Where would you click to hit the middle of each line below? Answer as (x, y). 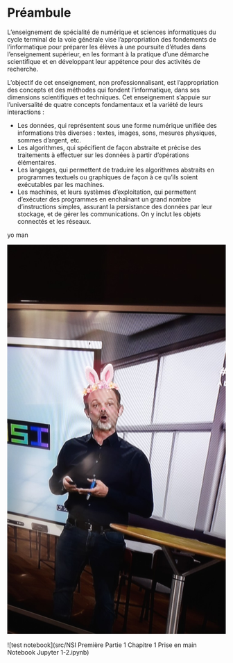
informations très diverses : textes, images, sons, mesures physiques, (117, 133)
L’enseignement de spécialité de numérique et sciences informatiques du (112, 32)
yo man (18, 235)
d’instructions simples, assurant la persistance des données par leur (115, 206)
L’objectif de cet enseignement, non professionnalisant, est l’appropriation (113, 82)
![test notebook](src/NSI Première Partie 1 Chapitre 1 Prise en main (102, 645)
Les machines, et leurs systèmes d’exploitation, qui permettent (106, 192)
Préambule (39, 13)
